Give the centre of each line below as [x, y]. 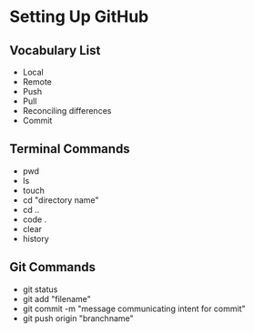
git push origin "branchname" [78, 318]
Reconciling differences [67, 111]
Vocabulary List [55, 50]
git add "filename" [56, 298]
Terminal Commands [70, 149]
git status [40, 289]
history [36, 238]
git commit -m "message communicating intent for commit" [134, 308]
